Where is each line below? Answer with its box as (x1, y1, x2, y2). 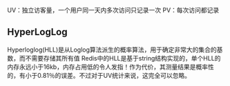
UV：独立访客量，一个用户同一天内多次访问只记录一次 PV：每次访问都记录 (7, 6, 220, 14)
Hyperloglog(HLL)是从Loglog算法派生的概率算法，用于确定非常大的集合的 (7, 45, 218, 54)
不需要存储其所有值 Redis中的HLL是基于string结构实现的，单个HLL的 (25, 54, 221, 62)
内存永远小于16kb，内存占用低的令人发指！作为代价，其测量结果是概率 (7, 63, 209, 71)
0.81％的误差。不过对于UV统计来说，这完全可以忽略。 (37, 71, 191, 79)
